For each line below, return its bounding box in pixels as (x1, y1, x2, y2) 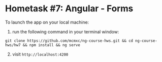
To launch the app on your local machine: (5, 19, 89, 25)
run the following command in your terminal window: (12, 29, 119, 34)
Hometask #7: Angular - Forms (5, 3, 133, 14)
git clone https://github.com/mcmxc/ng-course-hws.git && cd (5, 38, 133, 43)
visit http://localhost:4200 (12, 51, 68, 57)
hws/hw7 (5, 42, 21, 47)
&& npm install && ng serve (23, 42, 80, 47)
